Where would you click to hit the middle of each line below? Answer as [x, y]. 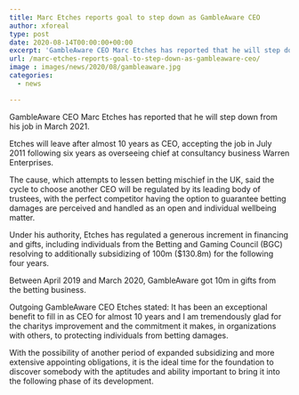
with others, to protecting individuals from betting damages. [119, 335]
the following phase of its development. [81, 381]
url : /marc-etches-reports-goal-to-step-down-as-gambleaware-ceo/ [135, 59]
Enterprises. [32, 162]
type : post [29, 34]
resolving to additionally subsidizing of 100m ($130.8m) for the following [141, 254]
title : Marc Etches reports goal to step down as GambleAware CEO [135, 17]
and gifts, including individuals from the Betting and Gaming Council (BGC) [146, 244]
